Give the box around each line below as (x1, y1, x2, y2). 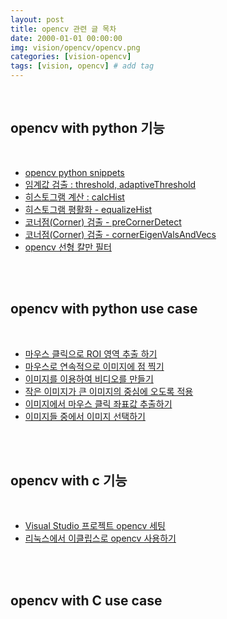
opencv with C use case (10, 592, 163, 609)
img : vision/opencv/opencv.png (10, 42, 141, 53)
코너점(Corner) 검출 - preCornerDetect (24, 216, 182, 228)
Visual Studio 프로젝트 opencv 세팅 (24, 520, 166, 532)
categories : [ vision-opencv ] (10, 52, 132, 62)
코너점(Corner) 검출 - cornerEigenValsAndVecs (24, 228, 217, 240)
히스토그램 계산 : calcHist (24, 191, 125, 203)
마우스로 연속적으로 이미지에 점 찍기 (24, 360, 165, 372)
